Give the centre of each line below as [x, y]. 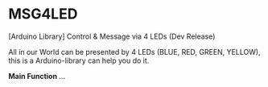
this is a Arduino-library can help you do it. [79, 60]
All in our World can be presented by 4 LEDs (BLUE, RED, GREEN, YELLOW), [134, 52]
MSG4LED [43, 14]
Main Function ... [37, 76]
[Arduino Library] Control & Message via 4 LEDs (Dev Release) [112, 36]
